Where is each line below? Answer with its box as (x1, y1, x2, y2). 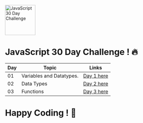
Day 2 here (83, 80, 109, 87)
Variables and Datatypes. (21, 72, 79, 79)
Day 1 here (83, 72, 109, 79)
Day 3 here (83, 88, 109, 95)
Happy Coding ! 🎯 (5, 108, 77, 119)
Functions (21, 88, 44, 95)
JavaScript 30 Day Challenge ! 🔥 (5, 47, 138, 57)
